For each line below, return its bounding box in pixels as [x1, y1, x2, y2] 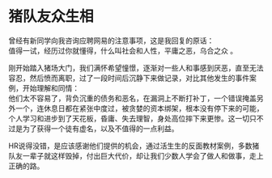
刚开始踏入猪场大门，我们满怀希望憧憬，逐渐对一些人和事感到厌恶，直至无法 [8, 62, 264, 73]
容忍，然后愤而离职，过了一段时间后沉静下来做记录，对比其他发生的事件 [8, 73, 249, 83]
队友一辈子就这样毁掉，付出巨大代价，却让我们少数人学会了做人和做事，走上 [8, 150, 264, 160]
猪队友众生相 [8, 7, 95, 26]
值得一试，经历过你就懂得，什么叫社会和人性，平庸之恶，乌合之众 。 [8, 45, 237, 55]
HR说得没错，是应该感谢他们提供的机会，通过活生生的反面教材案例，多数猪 [8, 141, 260, 150]
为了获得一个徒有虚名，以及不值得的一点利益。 [22, 123, 179, 133]
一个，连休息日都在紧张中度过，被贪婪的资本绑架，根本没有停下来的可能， [15, 103, 264, 113]
